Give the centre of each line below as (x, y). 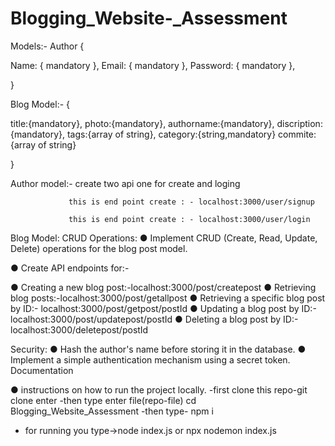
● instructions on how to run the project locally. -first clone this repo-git (159, 389)
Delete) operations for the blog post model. (99, 248)
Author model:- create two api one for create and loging (125, 183)
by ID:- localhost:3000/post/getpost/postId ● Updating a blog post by (155, 308)
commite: (297, 134)
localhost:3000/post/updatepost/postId (91, 319)
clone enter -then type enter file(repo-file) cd (103, 400)
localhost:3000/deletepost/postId (79, 329)
